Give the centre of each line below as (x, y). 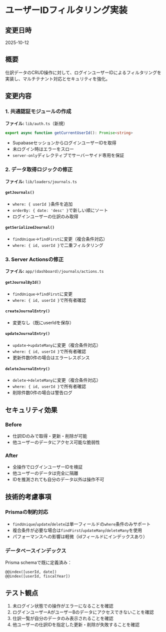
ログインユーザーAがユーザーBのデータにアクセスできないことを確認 (83, 612)
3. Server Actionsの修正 (34, 259)
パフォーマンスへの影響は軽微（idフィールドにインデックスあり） (80, 536)
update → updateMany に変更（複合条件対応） (56, 345)
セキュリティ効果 (31, 410)
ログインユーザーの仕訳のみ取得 (45, 216)
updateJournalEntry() (28, 334)
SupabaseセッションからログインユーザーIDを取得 (64, 143)
